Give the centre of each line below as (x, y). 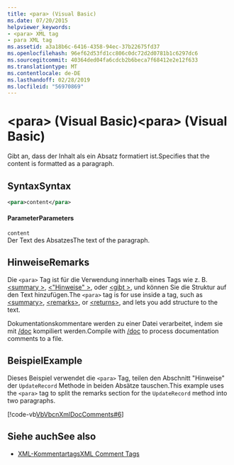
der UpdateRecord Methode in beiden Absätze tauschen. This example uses (116, 385)
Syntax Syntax (39, 186)
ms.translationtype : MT (43, 67)
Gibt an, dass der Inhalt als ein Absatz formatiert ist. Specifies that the (109, 156)
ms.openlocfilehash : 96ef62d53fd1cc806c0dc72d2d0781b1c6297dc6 (103, 54)
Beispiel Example (45, 361)
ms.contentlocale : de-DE (44, 73)
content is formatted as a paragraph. (61, 164)
